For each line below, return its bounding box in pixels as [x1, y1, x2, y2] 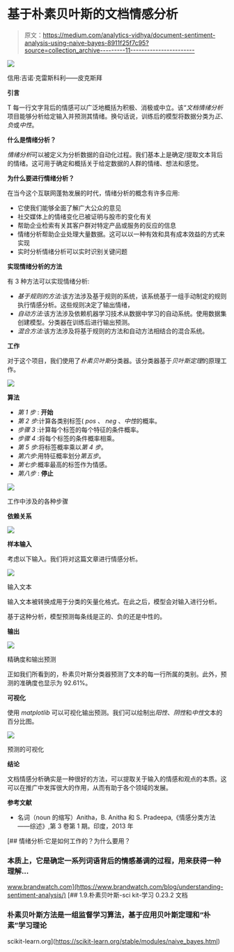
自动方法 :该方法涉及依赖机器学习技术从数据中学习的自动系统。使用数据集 [17, 309, 227, 318]
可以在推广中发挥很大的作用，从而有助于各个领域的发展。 [7, 783, 172, 791]
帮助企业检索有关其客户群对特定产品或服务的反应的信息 [17, 221, 176, 229]
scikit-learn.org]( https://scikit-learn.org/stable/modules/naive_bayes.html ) [7, 937, 221, 945]
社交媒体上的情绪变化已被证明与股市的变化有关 [17, 212, 152, 221]
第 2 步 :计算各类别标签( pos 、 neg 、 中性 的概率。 [17, 416, 162, 425]
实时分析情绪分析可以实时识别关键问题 [17, 247, 127, 256]
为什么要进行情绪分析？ [7, 174, 75, 182]
